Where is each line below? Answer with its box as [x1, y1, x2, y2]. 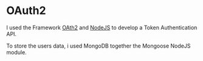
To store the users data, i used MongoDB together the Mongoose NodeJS [6, 42, 191, 49]
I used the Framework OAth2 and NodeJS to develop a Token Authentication [6, 24, 198, 31]
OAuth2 [6, 4, 47, 18]
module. [6, 48, 27, 56]
